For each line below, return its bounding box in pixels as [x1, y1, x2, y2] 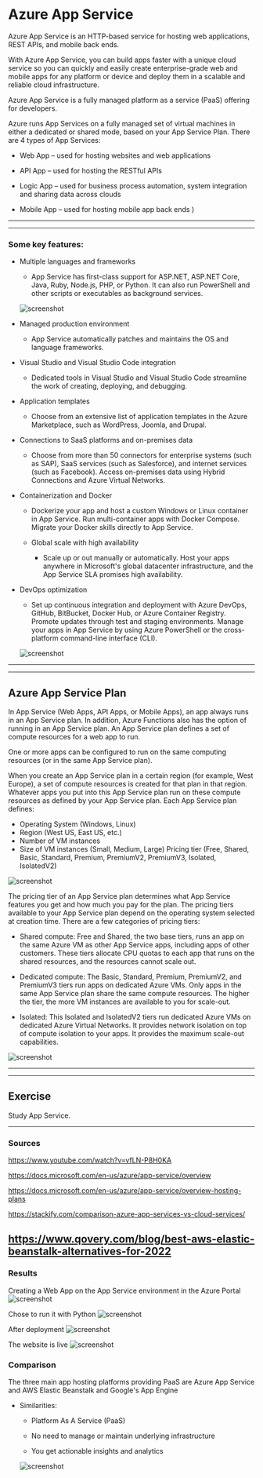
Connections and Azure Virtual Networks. [31, 476, 166, 485]
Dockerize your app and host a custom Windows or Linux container [31, 506, 249, 516]
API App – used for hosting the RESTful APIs [19, 166, 163, 175]
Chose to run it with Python [8, 1309, 96, 1319]
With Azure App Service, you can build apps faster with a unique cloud [8, 55, 236, 64]
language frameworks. [31, 343, 104, 352]
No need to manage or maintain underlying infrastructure [31, 1431, 215, 1441]
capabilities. [19, 1038, 59, 1047]
